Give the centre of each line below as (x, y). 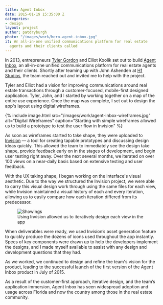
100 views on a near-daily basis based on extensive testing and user (74, 161)
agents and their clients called (44, 46)
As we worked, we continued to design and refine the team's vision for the (80, 261)
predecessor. (18, 202)
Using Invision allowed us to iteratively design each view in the (80, 216)
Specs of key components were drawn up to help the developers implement (81, 242)
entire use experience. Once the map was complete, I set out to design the (80, 100)
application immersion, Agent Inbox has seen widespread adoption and (77, 286)
